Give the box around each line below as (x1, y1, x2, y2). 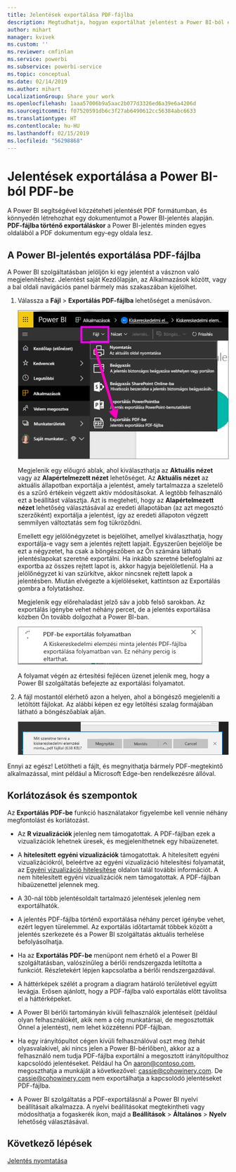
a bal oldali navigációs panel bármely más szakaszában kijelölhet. (7, 283, 198, 291)
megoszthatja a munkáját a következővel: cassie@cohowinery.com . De (17, 1066, 223, 1074)
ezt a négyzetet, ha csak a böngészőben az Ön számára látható (17, 546, 202, 555)
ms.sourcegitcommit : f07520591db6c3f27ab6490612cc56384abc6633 (7, 107, 197, 115)
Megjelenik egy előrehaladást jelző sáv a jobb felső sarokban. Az (17, 598, 205, 606)
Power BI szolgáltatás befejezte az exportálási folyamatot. (17, 678, 185, 687)
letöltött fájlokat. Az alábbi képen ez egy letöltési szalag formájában (17, 699, 214, 709)
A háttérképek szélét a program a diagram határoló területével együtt (17, 980, 218, 988)
